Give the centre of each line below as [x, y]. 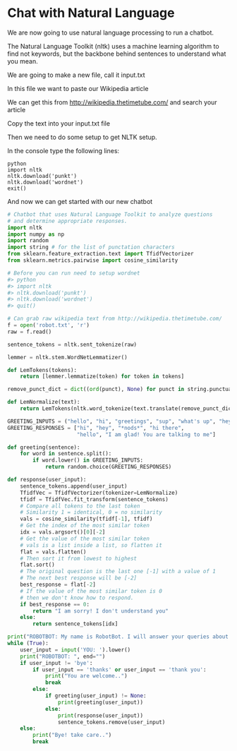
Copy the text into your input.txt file [59, 123]
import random [28, 241]
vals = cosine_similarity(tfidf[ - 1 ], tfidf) [86, 519]
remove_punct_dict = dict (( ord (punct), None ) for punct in [96, 390]
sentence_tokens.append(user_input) [74, 486]
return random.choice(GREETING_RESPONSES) [108, 467]
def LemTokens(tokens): [42, 370]
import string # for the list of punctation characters [91, 247]
